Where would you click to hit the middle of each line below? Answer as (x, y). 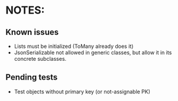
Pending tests (32, 77)
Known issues (32, 32)
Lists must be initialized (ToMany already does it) (74, 46)
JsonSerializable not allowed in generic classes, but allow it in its (93, 53)
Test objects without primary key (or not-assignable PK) (82, 92)
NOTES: (25, 10)
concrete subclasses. (40, 59)
